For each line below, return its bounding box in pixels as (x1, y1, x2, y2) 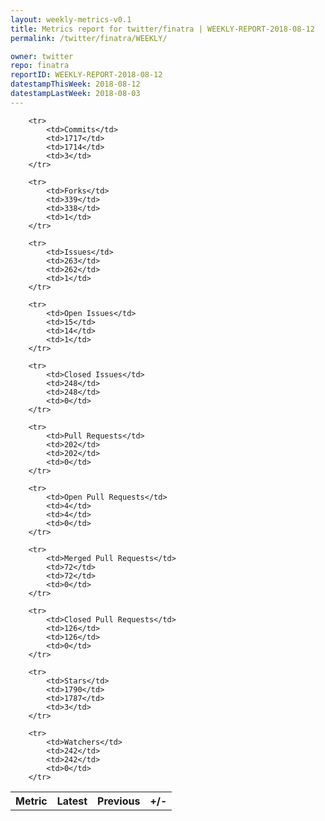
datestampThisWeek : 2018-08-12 (10, 79, 141, 90)
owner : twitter (10, 51, 74, 61)
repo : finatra (10, 61, 70, 71)
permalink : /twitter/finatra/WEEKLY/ (10, 33, 168, 43)
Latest (56, 794, 88, 808)
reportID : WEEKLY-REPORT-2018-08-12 (10, 70, 163, 80)
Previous (97, 794, 141, 808)
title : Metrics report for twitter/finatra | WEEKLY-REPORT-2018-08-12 (10, 24, 315, 34)
